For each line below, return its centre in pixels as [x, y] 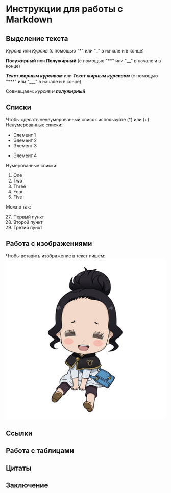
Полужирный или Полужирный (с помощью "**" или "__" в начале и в [83, 61]
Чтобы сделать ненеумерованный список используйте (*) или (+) [78, 119]
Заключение [27, 486]
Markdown [29, 20]
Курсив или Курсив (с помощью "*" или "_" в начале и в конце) [75, 51]
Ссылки [19, 434]
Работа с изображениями [49, 243]
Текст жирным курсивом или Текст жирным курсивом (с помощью [82, 76]
